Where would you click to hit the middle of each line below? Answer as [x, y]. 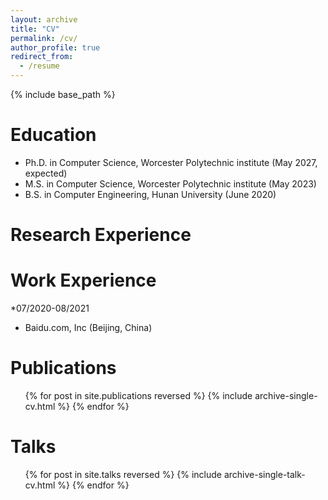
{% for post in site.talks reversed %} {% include [123, 474]
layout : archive [44, 19]
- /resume [39, 66]
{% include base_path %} [63, 94]
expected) [46, 173]
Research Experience [101, 235]
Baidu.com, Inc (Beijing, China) [88, 328]
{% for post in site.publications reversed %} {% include [138, 395]
